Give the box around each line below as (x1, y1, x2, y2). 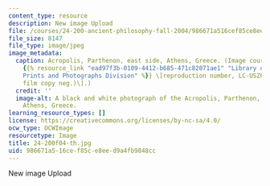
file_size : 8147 (8, 34, 63, 43)
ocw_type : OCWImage (8, 124, 74, 132)
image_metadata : (8, 49, 63, 57)
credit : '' (15, 86, 52, 95)
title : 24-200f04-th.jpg (8, 138, 92, 147)
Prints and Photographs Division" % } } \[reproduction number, (22, 72, 235, 80)
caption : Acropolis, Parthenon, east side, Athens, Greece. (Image (15, 57, 247, 65)
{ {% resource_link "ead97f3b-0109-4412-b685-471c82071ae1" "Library (22, 64, 257, 72)
